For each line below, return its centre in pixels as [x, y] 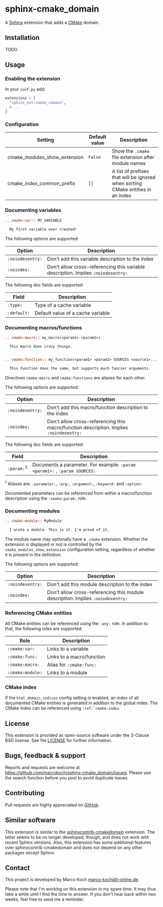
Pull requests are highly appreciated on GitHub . [52, 805]
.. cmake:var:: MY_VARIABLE [33, 220]
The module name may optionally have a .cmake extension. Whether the [76, 539]
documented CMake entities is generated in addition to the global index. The [81, 703]
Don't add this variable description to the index [100, 259]
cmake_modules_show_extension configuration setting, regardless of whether [80, 549]
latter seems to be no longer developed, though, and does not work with [77, 837]
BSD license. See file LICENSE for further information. [59, 740]
